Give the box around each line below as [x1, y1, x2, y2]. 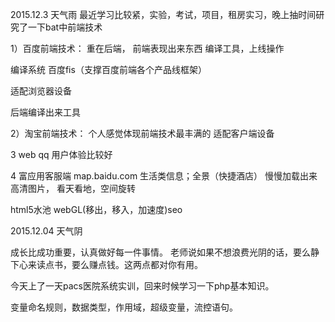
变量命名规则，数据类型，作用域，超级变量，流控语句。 [10, 301, 238, 313]
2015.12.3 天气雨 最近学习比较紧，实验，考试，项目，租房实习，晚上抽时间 [10, 9, 317, 20]
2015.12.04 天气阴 [10, 225, 83, 237]
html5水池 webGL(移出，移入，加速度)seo [10, 204, 183, 215]
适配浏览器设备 [10, 85, 72, 97]
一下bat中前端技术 [27, 21, 103, 33]
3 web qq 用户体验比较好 [10, 149, 113, 160]
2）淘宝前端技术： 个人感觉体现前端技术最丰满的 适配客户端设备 [10, 128, 275, 139]
